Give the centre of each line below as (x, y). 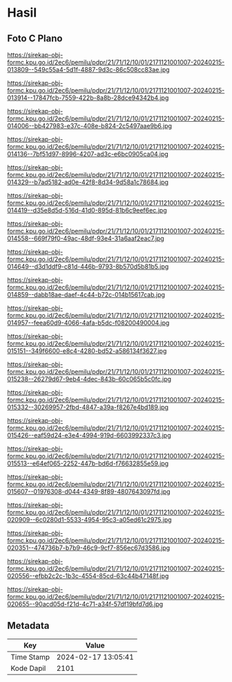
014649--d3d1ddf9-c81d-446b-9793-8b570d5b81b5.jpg (88, 267)
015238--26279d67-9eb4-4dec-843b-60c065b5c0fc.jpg (89, 379)
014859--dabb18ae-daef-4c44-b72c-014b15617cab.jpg (86, 295)
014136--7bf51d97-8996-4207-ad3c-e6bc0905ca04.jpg (88, 154)
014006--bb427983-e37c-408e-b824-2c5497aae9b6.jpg (90, 126)
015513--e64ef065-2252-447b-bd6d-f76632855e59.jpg (88, 463)
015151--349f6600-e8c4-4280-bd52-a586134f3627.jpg (87, 351)
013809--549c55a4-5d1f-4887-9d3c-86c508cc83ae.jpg (89, 70)
